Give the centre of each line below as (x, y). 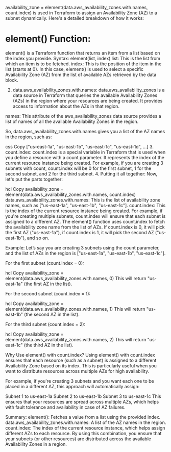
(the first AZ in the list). (48, 284)
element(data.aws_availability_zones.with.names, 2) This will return (76, 339)
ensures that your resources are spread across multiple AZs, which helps (82, 401)
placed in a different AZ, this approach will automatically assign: (72, 386)
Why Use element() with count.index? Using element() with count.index (80, 355)
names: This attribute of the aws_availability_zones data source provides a (83, 116)
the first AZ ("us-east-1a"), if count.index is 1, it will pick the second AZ (80, 232)
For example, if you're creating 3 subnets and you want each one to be (80, 381)
